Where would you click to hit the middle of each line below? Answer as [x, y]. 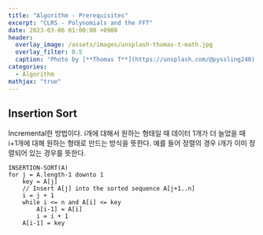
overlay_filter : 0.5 [49, 52]
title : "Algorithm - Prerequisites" [68, 15]
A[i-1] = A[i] [59, 210]
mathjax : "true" [35, 81]
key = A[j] [40, 182]
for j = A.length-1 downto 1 [56, 175]
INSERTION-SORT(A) [38, 168]
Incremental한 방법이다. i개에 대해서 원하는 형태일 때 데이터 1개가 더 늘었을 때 [127, 133]
